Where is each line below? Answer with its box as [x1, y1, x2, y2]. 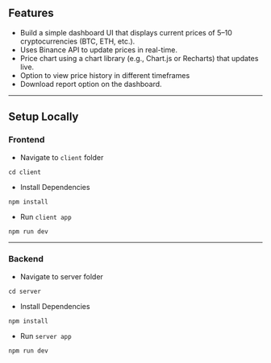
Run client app [19, 212, 72, 221]
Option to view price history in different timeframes [19, 70, 190, 80]
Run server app [19, 331, 72, 340]
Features [8, 6, 54, 20]
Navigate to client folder [19, 152, 104, 162]
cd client [8, 168, 42, 176]
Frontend [8, 134, 45, 146]
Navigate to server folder [19, 271, 103, 281]
